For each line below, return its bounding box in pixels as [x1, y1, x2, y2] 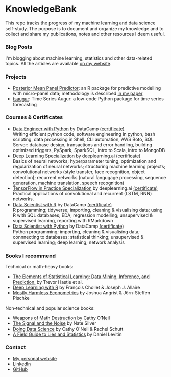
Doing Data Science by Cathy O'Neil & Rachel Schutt [12, 326, 124, 332]
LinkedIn [12, 361, 31, 367]
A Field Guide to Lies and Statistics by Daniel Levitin [12, 331, 122, 337]
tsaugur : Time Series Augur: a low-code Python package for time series [12, 95, 164, 102]
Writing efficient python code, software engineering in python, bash [12, 131, 156, 137]
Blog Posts [5, 43, 33, 51]
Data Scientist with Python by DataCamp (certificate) [12, 223, 124, 229]
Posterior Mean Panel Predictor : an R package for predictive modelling [12, 85, 161, 91]
